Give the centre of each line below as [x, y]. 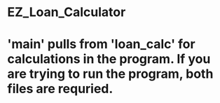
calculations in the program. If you [109, 59]
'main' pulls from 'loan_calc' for [101, 44]
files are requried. [60, 89]
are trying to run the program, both [110, 74]
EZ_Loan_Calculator [67, 12]
